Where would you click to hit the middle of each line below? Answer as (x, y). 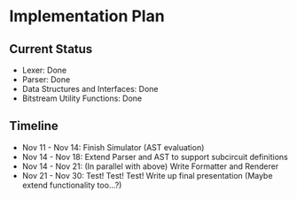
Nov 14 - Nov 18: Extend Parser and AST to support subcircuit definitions (155, 157)
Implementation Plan (87, 16)
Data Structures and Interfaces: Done (90, 89)
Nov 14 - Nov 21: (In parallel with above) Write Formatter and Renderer (150, 166)
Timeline (34, 126)
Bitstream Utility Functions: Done (82, 98)
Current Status (51, 49)
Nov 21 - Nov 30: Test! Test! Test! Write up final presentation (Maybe (147, 175)
